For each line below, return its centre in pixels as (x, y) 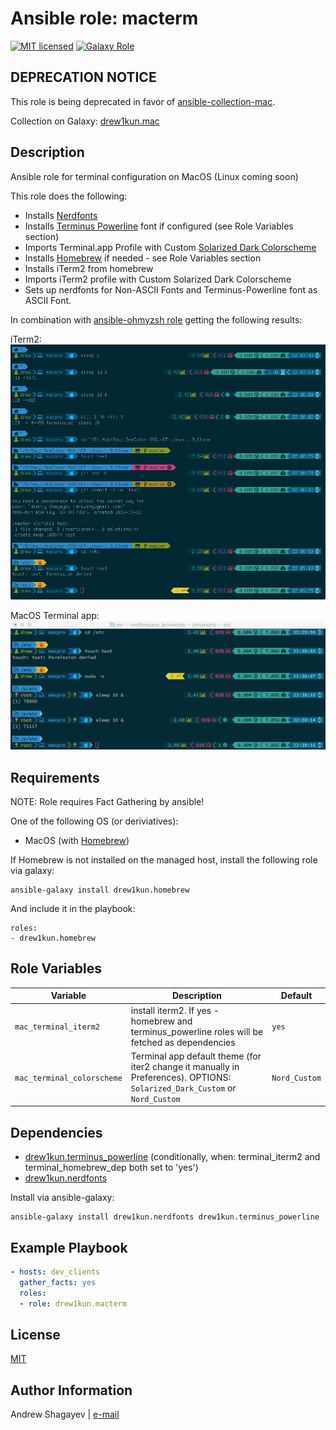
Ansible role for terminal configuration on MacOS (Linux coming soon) (154, 176)
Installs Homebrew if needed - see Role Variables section (143, 258)
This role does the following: (69, 196)
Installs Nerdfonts (61, 215)
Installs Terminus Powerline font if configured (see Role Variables (159, 226)
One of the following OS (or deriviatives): (94, 821)
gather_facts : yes (58, 1282)
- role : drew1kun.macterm (73, 1303)
